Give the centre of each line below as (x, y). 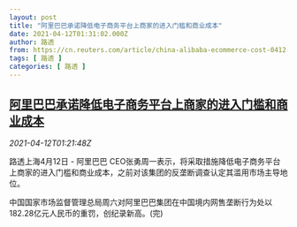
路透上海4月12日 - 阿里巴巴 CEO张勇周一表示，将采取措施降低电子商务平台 (145, 161)
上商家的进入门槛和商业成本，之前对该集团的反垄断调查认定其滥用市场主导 (145, 172)
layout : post (33, 17)
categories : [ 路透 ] (48, 67)
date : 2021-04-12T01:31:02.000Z (69, 34)
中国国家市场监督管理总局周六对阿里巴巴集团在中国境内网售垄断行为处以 (141, 202)
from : (19, 50)
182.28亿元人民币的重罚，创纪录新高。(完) (86, 213)
